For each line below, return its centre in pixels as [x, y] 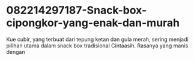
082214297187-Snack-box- [77, 10]
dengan [16, 52]
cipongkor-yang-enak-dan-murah [93, 23]
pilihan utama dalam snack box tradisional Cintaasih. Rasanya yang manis [97, 46]
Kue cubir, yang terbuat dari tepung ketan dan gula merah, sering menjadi [97, 39]
